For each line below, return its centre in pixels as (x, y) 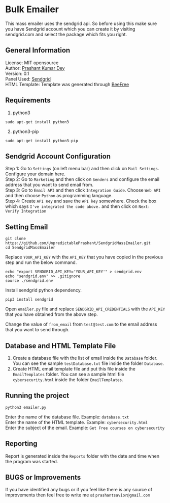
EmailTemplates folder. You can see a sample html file (68, 374)
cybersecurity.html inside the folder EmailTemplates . (68, 380)
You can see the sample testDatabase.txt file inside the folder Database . (88, 363)
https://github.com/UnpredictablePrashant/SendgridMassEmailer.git (78, 243)
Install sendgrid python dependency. (44, 290)
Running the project (37, 396)
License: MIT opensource (32, 63)
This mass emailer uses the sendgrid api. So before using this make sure (81, 23)
